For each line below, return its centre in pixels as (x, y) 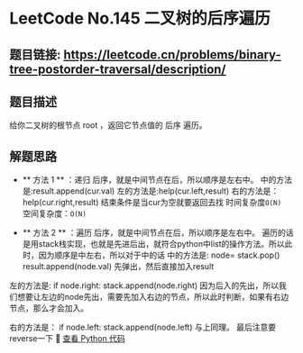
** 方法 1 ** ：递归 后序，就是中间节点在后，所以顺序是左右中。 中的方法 (157, 180)
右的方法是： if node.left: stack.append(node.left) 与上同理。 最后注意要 (143, 327)
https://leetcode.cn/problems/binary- (172, 54)
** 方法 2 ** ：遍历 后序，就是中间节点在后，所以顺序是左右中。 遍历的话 (158, 233)
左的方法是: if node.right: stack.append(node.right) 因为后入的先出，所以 (144, 285)
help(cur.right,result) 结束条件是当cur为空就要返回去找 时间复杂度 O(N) (152, 203)
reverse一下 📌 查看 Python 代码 (67, 339)
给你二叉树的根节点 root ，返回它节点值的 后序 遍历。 (108, 125)
